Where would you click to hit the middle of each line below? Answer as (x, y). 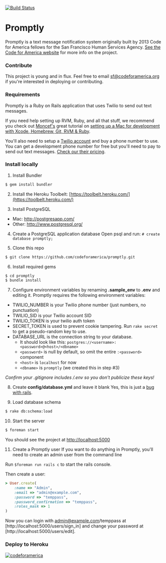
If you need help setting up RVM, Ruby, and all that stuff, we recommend (80, 121)
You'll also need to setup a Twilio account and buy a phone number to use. (82, 141)
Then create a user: (25, 474)
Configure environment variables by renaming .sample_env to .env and (86, 290)
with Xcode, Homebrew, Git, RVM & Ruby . (48, 131)
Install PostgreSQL (31, 209)
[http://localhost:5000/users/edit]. (40, 531)
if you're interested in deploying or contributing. (54, 82)
